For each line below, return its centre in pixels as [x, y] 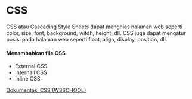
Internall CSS [31, 72]
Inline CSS [27, 79]
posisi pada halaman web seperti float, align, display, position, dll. [87, 39]
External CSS [31, 66]
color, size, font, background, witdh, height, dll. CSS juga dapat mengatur [96, 33]
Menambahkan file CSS [36, 53]
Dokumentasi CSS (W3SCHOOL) [46, 90]
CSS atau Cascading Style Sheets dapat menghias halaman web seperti [95, 27]
